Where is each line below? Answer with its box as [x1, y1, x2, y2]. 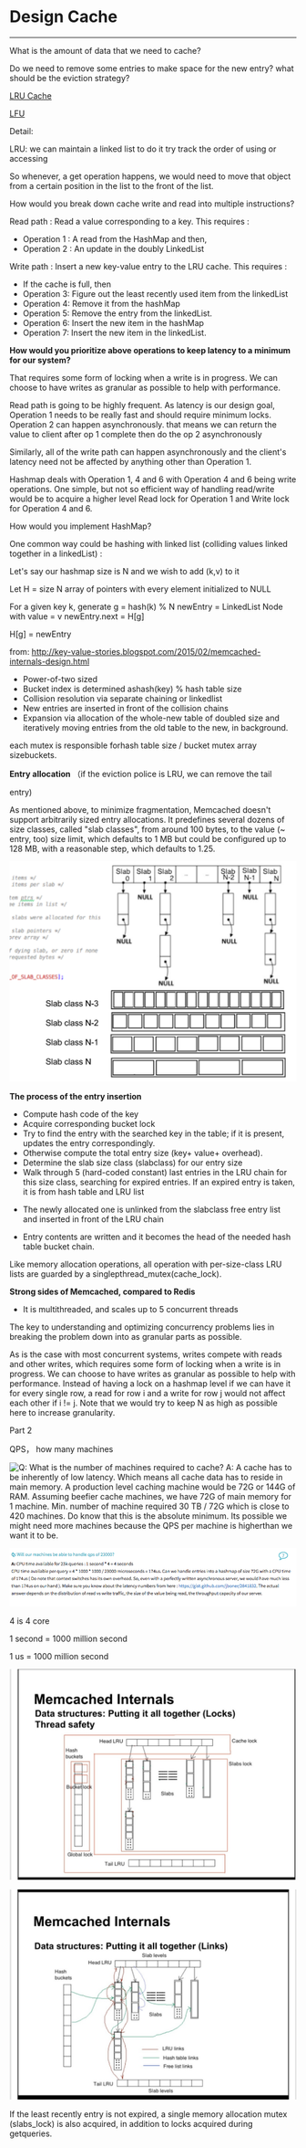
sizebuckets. [9, 749, 57, 760]
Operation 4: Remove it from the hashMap [22, 298, 180, 309]
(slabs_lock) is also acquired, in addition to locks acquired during [9, 2118, 253, 2129]
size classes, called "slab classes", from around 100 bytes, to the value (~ [9, 824, 286, 835]
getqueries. [9, 2128, 53, 2139]
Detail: [9, 125, 34, 136]
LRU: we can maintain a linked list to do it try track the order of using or [9, 143, 277, 154]
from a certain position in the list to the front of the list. [9, 180, 214, 191]
